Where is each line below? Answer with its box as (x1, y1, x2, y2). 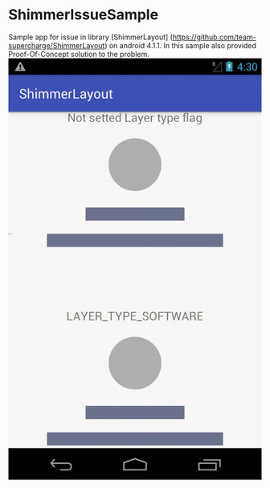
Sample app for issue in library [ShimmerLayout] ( (8, 32, 173, 42)
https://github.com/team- (172, 32, 257, 42)
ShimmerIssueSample (8, 6, 159, 24)
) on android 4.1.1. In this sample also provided (104, 40, 257, 50)
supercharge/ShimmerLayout (8, 40, 105, 50)
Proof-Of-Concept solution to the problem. (8, 49, 150, 59)
